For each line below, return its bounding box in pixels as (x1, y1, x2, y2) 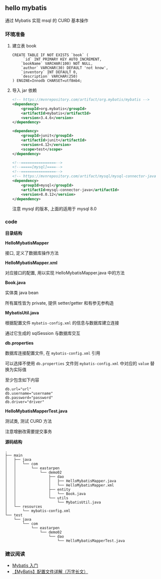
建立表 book (12, 43, 36, 49)
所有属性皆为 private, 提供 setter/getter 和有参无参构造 (5, 300, 114, 306)
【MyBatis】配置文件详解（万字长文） (12, 569, 89, 575)
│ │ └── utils (5, 496, 69, 500)
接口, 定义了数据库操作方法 (5, 250, 59, 256)
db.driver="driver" (5, 399, 45, 404)
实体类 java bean (5, 289, 39, 295)
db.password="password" (5, 395, 54, 400)
